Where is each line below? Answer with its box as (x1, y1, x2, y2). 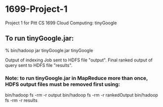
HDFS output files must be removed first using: (5, 81, 120, 88)
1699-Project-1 (5, 3, 68, 15)
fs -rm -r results (5, 98, 38, 104)
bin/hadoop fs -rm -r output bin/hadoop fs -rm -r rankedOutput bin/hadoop (5, 92, 158, 98)
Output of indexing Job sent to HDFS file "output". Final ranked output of (5, 57, 153, 63)
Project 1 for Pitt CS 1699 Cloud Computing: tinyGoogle (5, 20, 117, 26)
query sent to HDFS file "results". (5, 62, 73, 68)
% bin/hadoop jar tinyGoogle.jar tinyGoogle (5, 47, 93, 53)
